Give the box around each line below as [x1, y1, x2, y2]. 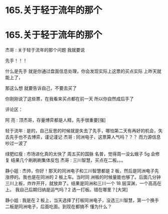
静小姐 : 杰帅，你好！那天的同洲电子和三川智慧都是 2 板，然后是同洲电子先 [5, 168, 159, 174]
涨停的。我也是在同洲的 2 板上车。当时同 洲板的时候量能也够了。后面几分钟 [5, 174, 161, 180]
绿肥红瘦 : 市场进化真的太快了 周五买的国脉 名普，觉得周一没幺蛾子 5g [5, 151, 150, 157]
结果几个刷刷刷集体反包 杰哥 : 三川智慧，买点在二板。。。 [11, 157, 126, 163]
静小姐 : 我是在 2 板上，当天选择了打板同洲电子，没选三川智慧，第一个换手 [5, 197, 159, 203]
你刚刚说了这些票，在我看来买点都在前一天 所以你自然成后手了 [5, 96, 134, 102]
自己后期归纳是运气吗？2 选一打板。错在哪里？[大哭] [19, 186, 128, 193]
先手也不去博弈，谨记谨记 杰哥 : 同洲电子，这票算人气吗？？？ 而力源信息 [9, 134, 161, 140]
